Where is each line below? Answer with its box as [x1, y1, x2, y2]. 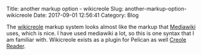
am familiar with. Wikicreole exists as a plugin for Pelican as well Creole [6, 36, 187, 43]
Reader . [6, 42, 26, 50]
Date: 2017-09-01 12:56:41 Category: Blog [33, 11, 139, 19]
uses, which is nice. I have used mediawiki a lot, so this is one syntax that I [6, 30, 195, 37]
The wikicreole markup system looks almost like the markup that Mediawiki [6, 24, 196, 30]
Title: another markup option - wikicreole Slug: [6, 5, 124, 12]
